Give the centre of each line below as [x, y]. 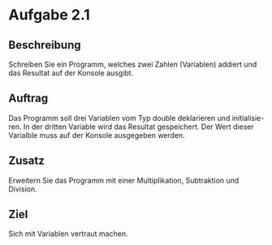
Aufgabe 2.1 [50, 15]
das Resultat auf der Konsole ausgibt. [71, 73]
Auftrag [28, 99]
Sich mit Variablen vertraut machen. [68, 234]
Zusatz [26, 161]
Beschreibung [45, 45]
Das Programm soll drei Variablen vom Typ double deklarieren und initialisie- [136, 118]
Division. [23, 189]
